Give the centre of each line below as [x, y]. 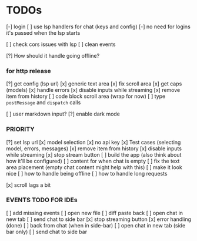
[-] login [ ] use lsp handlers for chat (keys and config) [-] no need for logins [98, 27]
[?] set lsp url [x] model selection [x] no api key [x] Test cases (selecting [94, 142]
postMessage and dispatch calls [44, 103]
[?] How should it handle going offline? [53, 55]
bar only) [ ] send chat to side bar [46, 232]
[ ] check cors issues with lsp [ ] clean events [61, 44]
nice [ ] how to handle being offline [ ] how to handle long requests [87, 173]
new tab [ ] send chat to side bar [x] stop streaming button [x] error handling [99, 219]
